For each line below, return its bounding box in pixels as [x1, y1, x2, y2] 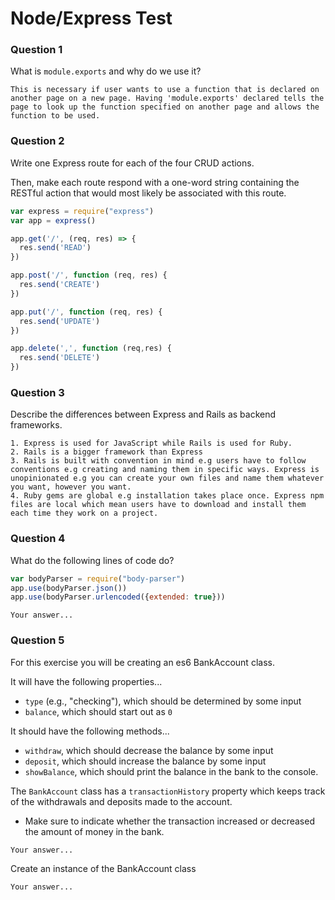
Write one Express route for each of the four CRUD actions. [10, 157, 255, 169]
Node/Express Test [10, 7, 173, 30]
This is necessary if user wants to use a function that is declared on [10, 85, 320, 95]
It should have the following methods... [10, 725, 170, 737]
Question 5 [10, 633, 65, 647]
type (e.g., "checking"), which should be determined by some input [24, 695, 302, 707]
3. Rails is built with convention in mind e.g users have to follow [10, 456, 307, 466]
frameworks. [10, 419, 63, 431]
